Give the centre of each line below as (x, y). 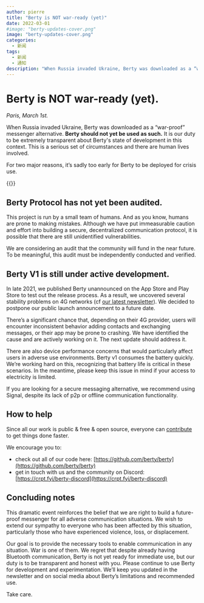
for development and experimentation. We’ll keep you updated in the (92, 569)
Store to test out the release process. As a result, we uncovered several (96, 295)
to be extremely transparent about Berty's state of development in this (94, 140)
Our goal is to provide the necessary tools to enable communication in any (99, 543)
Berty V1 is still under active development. (88, 274)
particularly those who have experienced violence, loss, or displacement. (98, 532)
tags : (13, 52)
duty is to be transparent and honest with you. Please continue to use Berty (101, 563)
